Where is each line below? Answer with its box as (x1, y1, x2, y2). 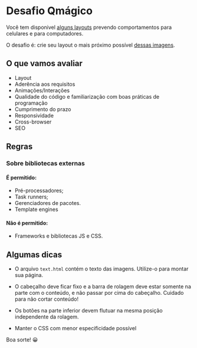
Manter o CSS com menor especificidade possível (14, 325, 137, 332)
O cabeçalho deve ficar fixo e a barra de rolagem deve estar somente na (14, 283, 192, 290)
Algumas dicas (6, 249, 63, 259)
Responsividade (14, 112, 54, 119)
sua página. (14, 272, 43, 279)
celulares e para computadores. (6, 30, 84, 37)
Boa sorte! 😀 (6, 336, 38, 343)
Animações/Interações (14, 87, 70, 94)
